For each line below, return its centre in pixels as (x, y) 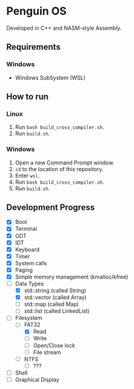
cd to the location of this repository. (59, 169)
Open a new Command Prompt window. (65, 163)
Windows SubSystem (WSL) (50, 78)
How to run (28, 97)
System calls (31, 263)
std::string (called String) (55, 291)
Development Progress (51, 207)
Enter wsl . (27, 175)
